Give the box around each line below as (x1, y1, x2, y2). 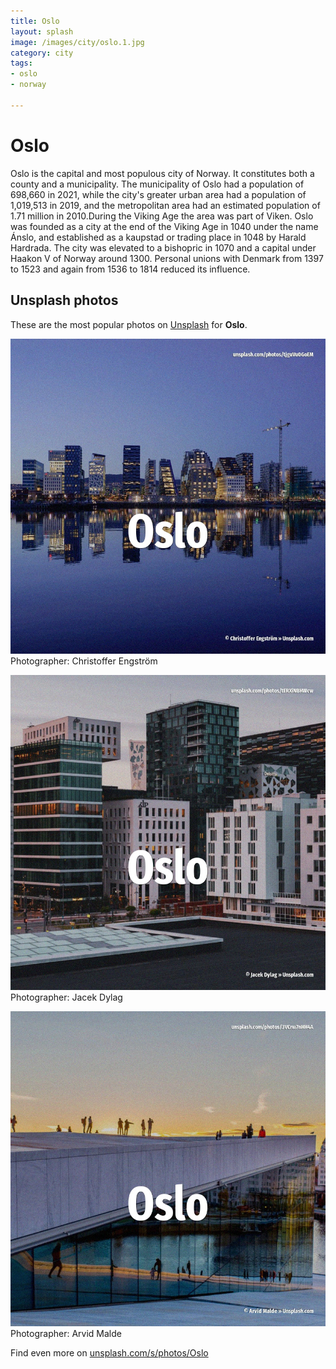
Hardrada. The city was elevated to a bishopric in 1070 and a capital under (10, 241, 317, 254)
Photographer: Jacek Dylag (10, 991, 123, 1003)
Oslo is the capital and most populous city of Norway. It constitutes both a (10, 167, 315, 179)
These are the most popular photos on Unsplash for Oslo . (10, 318, 248, 330)
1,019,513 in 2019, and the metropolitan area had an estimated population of (10, 199, 321, 211)
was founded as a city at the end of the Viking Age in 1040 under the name (10, 220, 319, 232)
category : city (10, 48, 74, 58)
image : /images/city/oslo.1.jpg (10, 37, 145, 47)
